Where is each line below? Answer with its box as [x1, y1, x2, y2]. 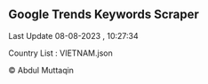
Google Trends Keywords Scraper [8, 7, 199, 22]
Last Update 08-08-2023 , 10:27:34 [8, 30, 139, 41]
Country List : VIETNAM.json [8, 48, 113, 58]
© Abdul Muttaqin [8, 65, 75, 75]
